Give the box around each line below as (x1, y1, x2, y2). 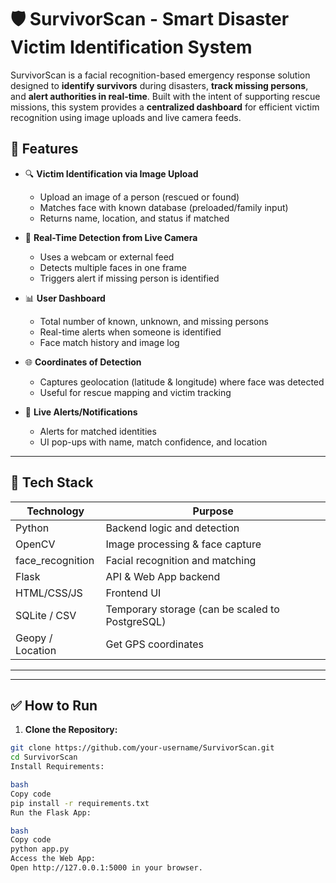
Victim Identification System (10, 36, 253, 59)
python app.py (10, 844, 70, 855)
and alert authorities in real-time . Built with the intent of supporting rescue (10, 90, 321, 102)
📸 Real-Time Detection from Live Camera (24, 231, 198, 243)
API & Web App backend (105, 569, 221, 583)
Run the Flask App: (10, 807, 92, 818)
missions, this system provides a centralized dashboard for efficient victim (10, 101, 320, 113)
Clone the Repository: (24, 724, 118, 736)
